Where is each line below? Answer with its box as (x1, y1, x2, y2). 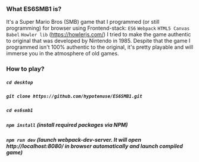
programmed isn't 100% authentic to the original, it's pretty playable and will (6, 43, 194, 51)
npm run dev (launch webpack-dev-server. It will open (6, 136, 142, 144)
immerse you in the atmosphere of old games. (6, 50, 119, 57)
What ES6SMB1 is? (6, 5, 62, 13)
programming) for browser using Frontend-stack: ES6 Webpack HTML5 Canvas (6, 24, 190, 32)
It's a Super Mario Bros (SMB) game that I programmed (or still (6, 18, 160, 26)
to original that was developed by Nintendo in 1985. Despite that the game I (6, 38, 191, 45)
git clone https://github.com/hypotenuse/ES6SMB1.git (6, 94, 143, 99)
